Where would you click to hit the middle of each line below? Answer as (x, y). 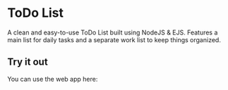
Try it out (28, 62)
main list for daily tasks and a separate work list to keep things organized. (114, 39)
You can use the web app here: (53, 79)
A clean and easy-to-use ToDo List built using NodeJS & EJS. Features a (113, 32)
